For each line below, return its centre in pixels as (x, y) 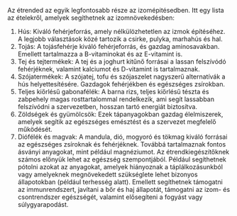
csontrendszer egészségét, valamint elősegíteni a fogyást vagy (110, 197)
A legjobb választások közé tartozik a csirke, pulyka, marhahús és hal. (120, 39)
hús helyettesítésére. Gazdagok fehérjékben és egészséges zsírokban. (121, 84)
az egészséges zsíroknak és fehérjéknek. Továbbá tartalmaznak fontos (122, 144)
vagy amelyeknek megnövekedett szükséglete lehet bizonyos (108, 174)
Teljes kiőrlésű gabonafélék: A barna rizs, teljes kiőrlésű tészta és (113, 92)
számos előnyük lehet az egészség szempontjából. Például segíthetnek (122, 159)
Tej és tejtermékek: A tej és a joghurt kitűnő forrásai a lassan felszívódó (122, 62)
